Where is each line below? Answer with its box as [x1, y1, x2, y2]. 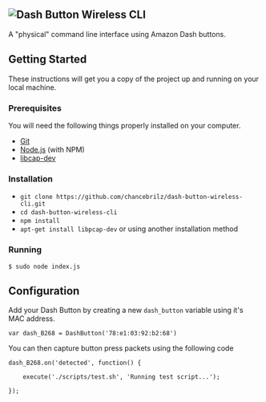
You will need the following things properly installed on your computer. [8, 120, 241, 130]
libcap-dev [19, 153, 56, 163]
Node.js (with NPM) [19, 144, 86, 154]
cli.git [19, 200, 46, 209]
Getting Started [8, 53, 87, 67]
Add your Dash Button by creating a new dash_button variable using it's [8, 306, 244, 315]
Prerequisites [8, 102, 62, 113]
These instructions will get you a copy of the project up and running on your [8, 74, 259, 83]
